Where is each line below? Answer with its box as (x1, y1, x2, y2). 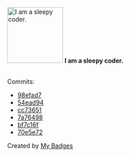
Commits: (7, 77, 35, 86)
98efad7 (17, 91, 42, 99)
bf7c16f (17, 121, 39, 128)
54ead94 (17, 98, 44, 107)
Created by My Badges (7, 142, 73, 149)
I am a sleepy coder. (64, 57, 124, 65)
